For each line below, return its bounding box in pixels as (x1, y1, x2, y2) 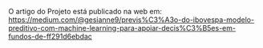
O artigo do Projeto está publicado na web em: (8, 7, 162, 16)
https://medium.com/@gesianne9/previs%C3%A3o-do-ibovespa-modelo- (8, 15, 255, 24)
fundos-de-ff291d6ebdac (8, 31, 92, 41)
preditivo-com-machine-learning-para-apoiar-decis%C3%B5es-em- (8, 24, 237, 32)
